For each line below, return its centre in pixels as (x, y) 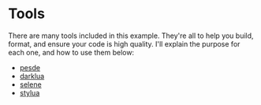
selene (30, 84)
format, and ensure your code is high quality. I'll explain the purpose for (124, 43)
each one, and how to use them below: (71, 52)
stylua (30, 92)
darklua (32, 76)
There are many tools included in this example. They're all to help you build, (131, 36)
